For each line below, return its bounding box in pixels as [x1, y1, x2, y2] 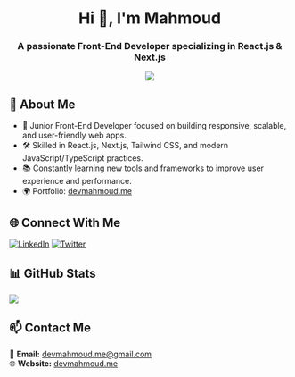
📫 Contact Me [9, 321, 92, 336]
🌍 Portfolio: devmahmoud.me [21, 186, 132, 197]
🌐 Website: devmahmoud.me [9, 357, 119, 369]
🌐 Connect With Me [9, 214, 121, 230]
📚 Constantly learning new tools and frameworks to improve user [21, 163, 265, 173]
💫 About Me [9, 96, 76, 112]
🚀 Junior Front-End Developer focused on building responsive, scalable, [21, 121, 287, 131]
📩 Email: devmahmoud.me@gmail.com [9, 348, 152, 359]
